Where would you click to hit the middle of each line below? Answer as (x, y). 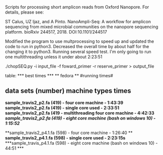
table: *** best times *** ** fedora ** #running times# (59, 76)
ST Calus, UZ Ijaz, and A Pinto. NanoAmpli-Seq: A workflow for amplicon (78, 22)
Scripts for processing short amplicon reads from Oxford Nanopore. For (77, 7)
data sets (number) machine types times (68, 91)
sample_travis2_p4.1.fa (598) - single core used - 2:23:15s (65, 138)
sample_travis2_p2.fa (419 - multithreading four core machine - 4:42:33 (80, 113)
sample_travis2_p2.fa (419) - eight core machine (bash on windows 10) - (81, 118)
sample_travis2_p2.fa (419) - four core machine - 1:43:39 (64, 103)
